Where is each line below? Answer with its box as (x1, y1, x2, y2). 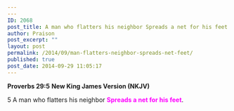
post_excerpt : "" (7, 37, 58, 44)
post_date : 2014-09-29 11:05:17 (7, 63, 102, 70)
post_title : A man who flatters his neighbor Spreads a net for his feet (7, 23, 228, 30)
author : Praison (7, 30, 55, 37)
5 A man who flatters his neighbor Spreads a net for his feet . (7, 96, 184, 104)
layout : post (7, 43, 46, 50)
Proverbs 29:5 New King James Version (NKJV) (7, 81, 150, 90)
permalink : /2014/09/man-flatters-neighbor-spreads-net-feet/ (7, 50, 193, 57)
